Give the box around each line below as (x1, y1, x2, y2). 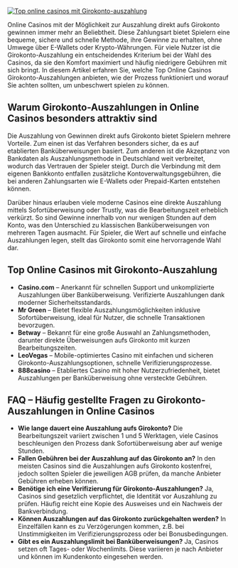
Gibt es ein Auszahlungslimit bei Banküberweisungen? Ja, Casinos (17, 537, 219, 546)
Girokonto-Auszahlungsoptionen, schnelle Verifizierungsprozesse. (17, 358, 212, 367)
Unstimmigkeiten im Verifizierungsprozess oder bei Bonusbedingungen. (17, 530, 229, 538)
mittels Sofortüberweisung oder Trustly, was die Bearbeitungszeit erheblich (7, 205, 229, 214)
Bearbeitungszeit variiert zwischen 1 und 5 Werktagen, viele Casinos (17, 432, 219, 440)
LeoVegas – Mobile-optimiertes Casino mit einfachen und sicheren (17, 350, 214, 359)
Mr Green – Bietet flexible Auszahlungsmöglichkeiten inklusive (17, 306, 201, 314)
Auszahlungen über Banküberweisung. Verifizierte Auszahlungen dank (17, 290, 225, 299)
